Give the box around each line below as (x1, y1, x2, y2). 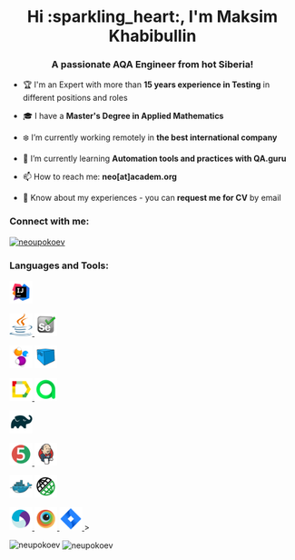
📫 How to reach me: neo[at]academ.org (22, 171, 177, 183)
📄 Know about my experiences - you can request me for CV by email (22, 193, 281, 204)
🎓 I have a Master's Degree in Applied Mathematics (22, 111, 224, 122)
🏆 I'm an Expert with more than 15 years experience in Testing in (22, 79, 270, 90)
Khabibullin (108, 25, 197, 46)
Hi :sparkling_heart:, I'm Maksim (26, 6, 279, 27)
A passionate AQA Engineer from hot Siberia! (51, 58, 254, 71)
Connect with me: (9, 215, 90, 228)
